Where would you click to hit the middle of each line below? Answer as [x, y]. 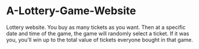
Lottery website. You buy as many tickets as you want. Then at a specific [96, 27]
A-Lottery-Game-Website [71, 11]
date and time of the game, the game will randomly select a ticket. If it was [98, 33]
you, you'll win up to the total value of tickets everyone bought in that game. [99, 40]
